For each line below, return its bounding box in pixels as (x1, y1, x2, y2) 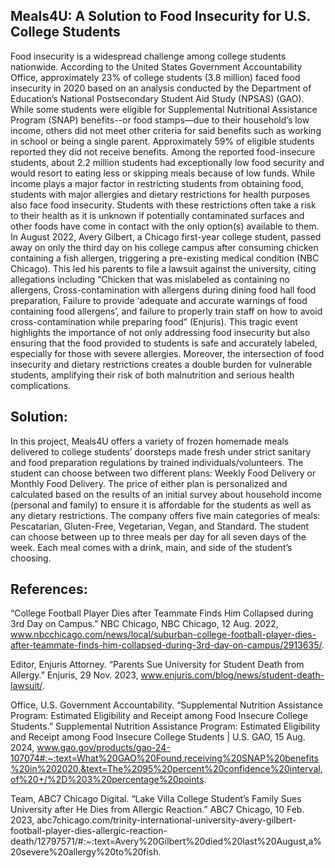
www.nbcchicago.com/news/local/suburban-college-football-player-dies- (10, 629, 317, 641)
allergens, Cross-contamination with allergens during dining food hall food (10, 284, 317, 296)
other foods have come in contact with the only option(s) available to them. (10, 220, 320, 232)
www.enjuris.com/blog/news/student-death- (140, 669, 325, 681)
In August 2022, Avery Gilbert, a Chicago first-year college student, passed (10, 230, 322, 243)
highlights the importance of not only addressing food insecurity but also (10, 326, 311, 338)
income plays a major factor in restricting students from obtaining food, (10, 177, 304, 189)
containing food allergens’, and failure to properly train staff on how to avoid (10, 305, 323, 317)
